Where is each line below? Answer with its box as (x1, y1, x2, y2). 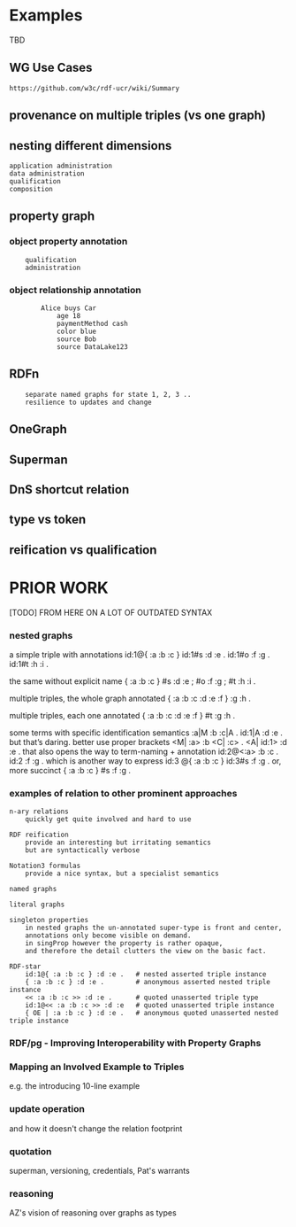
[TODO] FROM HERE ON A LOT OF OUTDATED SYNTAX (9, 607, 213, 617)
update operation (9, 1103, 86, 1115)
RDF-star (9, 962, 42, 971)
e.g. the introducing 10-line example (9, 1081, 140, 1091)
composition (9, 184, 53, 193)
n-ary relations (9, 807, 69, 816)
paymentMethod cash (56, 319, 128, 328)
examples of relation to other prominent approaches (9, 787, 238, 799)
